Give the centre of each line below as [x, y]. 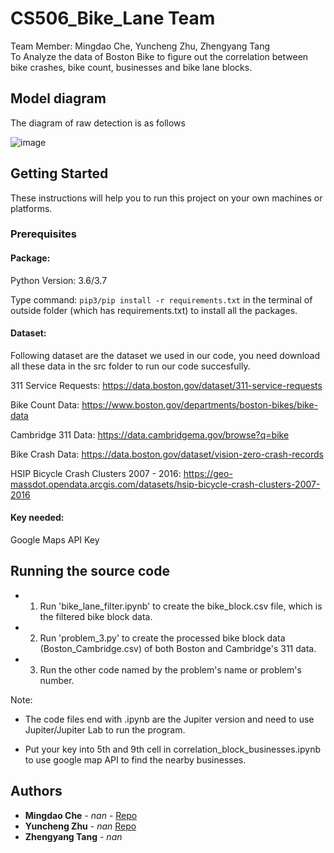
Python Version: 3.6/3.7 [59, 280]
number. [57, 680]
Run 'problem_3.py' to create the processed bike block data [162, 638]
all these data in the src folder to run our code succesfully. [130, 366]
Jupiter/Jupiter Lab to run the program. [105, 729]
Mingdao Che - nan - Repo [81, 815]
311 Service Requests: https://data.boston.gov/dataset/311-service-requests [166, 385]
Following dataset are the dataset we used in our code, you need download [165, 355]
